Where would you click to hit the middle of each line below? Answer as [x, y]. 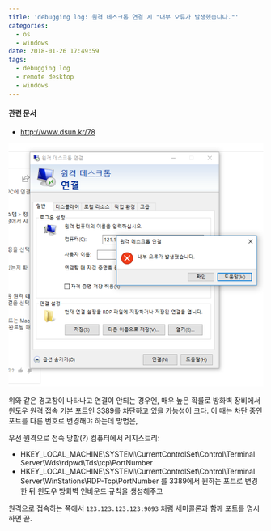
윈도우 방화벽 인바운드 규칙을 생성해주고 [100, 491]
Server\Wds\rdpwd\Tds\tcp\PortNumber [87, 462]
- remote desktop [45, 77]
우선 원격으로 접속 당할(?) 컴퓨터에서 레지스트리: [84, 438]
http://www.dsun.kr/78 [57, 132]
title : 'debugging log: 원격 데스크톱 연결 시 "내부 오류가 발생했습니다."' [124, 17]
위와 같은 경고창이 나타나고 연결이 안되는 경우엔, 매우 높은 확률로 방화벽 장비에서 [135, 400]
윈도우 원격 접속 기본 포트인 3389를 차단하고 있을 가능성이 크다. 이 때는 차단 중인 [135, 410]
